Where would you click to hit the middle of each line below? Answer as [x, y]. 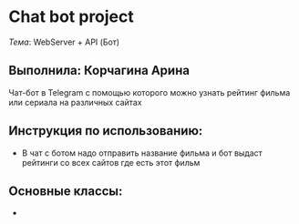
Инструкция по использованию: [106, 131]
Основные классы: [66, 191]
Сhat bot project [71, 17]
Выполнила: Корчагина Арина [99, 71]
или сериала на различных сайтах [75, 102]
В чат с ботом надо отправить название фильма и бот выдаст [142, 153]
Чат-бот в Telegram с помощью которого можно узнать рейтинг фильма [149, 92]
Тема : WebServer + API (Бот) [64, 42]
